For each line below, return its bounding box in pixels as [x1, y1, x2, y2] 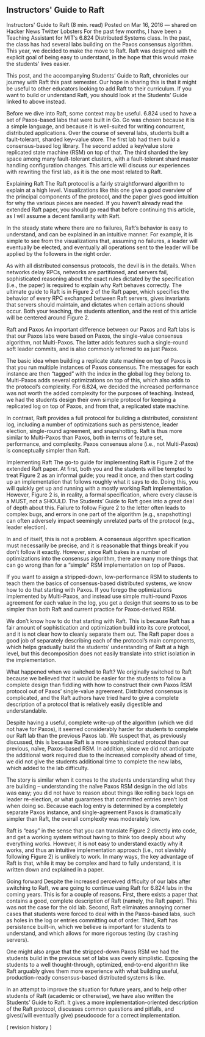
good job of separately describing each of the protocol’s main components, [6, 636, 196, 644]
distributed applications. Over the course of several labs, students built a [6, 129, 189, 136]
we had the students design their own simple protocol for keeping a [6, 396, 176, 403]
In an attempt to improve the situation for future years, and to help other [6, 986, 187, 993]
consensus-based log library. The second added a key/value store [6, 142, 173, 149]
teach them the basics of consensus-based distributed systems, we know [6, 580, 192, 587]
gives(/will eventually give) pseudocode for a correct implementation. [6, 1011, 181, 1019]
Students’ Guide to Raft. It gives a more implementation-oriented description [6, 999, 198, 1006]
